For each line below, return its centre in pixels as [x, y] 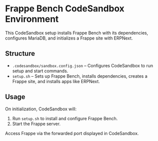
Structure [20, 54]
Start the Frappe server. [36, 124]
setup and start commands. [40, 71]
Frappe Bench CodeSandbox [65, 9]
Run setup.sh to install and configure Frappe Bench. [65, 118]
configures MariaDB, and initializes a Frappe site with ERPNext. [69, 38]
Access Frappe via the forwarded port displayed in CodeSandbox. [72, 133]
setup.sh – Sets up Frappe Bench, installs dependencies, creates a [80, 76]
